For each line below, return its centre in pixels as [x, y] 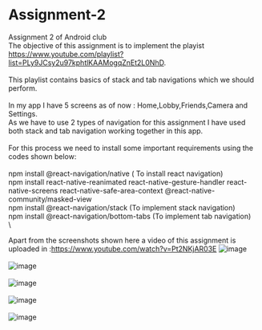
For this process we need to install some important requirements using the [131, 148]
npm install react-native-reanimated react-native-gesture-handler [117, 181]
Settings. [23, 113]
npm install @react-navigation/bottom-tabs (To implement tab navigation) [130, 216]
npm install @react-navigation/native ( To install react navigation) [116, 173]
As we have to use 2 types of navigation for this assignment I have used [127, 122]
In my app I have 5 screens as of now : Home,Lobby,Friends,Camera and [128, 105]
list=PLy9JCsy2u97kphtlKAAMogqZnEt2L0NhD [86, 63]
